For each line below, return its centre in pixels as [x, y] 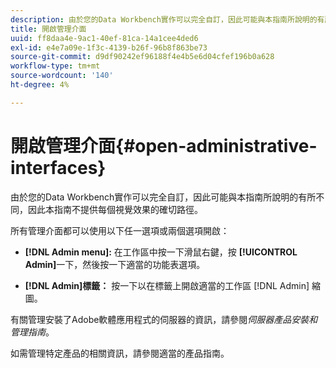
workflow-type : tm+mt [55, 66]
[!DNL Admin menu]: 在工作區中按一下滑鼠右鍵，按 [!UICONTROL [161, 252]
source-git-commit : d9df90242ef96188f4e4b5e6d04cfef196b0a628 [142, 57]
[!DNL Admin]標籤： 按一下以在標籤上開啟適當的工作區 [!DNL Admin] [167, 285]
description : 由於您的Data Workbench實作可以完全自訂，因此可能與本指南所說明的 [164, 19]
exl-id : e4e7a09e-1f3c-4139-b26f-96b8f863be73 [109, 47]
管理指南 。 [32, 332]
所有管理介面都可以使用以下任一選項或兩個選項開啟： [120, 230]
